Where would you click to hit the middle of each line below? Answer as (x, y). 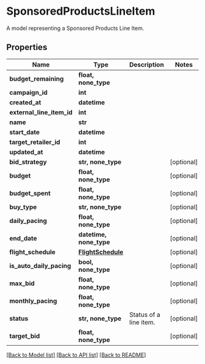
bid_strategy (28, 162)
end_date (23, 238)
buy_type (23, 207)
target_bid (25, 336)
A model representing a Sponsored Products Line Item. (75, 28)
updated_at (26, 152)
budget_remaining (37, 79)
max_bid (22, 283)
